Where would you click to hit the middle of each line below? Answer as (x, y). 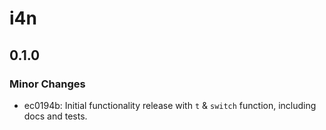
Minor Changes (47, 84)
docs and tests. (55, 116)
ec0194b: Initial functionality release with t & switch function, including (170, 105)
